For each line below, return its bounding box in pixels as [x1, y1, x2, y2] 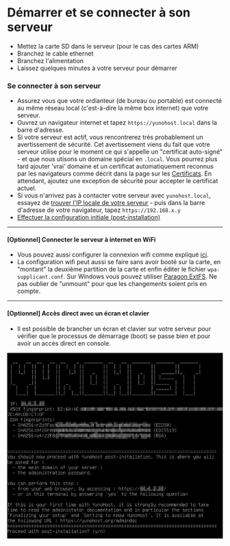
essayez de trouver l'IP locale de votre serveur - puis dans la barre [16, 199, 205, 207]
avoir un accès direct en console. [16, 339, 111, 347]
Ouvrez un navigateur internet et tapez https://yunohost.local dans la [16, 119, 218, 127]
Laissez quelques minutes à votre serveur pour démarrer [16, 64, 178, 72]
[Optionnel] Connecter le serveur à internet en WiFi [7, 235, 156, 244]
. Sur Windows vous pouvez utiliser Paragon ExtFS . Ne [63, 272, 218, 281]
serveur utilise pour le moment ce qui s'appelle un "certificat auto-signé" [16, 147, 223, 156]
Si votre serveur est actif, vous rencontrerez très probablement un [16, 133, 204, 141]
